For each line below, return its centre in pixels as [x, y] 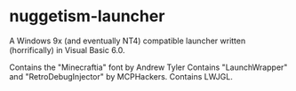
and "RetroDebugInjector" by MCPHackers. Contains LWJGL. [121, 76]
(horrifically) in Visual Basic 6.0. [68, 49]
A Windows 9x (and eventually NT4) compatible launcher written [128, 41]
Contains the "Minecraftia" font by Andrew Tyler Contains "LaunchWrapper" [148, 67]
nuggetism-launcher [87, 16]
